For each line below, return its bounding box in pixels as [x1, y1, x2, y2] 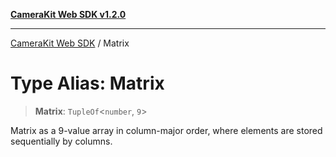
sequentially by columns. [10, 135, 113, 147]
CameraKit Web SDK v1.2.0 [10, 9, 127, 20]
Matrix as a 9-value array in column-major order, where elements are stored [10, 124, 323, 136]
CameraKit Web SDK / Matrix [10, 37, 130, 49]
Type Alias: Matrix [10, 72, 165, 95]
